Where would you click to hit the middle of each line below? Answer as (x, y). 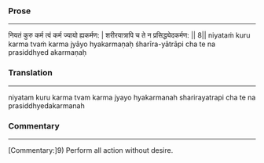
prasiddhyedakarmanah (46, 105)
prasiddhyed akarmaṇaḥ (48, 53)
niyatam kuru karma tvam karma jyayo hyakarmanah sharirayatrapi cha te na (132, 97)
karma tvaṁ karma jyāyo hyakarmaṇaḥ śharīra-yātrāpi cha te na (112, 44)
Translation (30, 73)
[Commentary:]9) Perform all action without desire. (91, 150)
